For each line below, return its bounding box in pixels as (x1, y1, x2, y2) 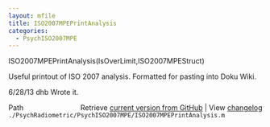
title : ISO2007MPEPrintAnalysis (8, 19, 117, 27)
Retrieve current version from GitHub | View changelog (80, 103, 263, 113)
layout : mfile (8, 11, 56, 20)
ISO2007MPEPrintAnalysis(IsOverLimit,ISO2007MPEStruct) (8, 56, 206, 66)
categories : (8, 27, 48, 35)
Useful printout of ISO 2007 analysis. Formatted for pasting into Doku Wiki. (8, 72, 256, 81)
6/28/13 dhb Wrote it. (8, 88, 79, 97)
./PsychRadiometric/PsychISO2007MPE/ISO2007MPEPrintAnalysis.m (8, 112, 226, 120)
